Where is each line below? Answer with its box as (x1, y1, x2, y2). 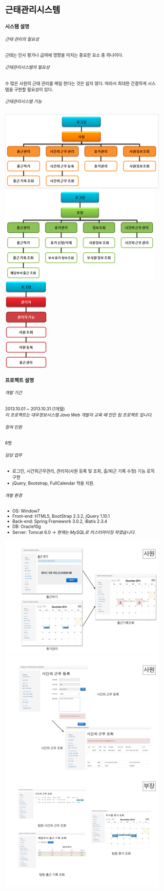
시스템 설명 (5, 23, 30, 30)
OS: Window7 (12, 508, 40, 514)
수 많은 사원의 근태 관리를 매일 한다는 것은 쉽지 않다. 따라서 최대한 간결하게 (5, 80, 147, 86)
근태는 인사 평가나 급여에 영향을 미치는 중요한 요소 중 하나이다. (5, 52, 123, 58)
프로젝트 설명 (5, 377, 34, 384)
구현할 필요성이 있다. (14, 86, 54, 92)
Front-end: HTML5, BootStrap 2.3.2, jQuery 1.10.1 (12, 513, 110, 519)
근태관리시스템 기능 (5, 99, 42, 104)
